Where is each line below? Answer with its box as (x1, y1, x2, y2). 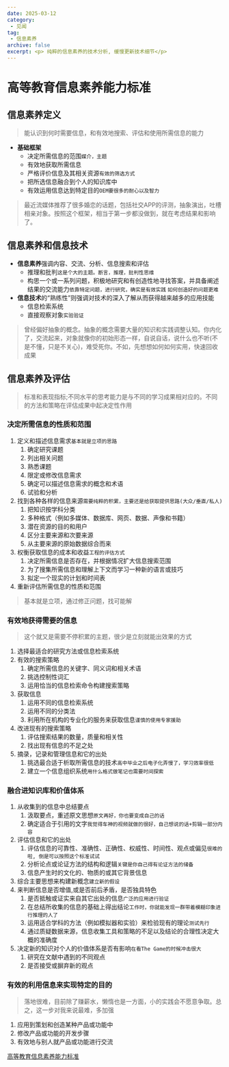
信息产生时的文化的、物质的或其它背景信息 (27, 868, 148, 877)
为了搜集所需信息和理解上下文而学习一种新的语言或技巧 (27, 565, 183, 573)
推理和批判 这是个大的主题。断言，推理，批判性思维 (27, 268, 154, 276)
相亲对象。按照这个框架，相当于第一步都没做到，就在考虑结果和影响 (23, 209, 216, 217)
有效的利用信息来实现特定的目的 (7, 981, 113, 990)
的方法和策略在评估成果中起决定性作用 (23, 401, 132, 409)
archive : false (7, 42, 51, 49)
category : (7, 16, 36, 23)
